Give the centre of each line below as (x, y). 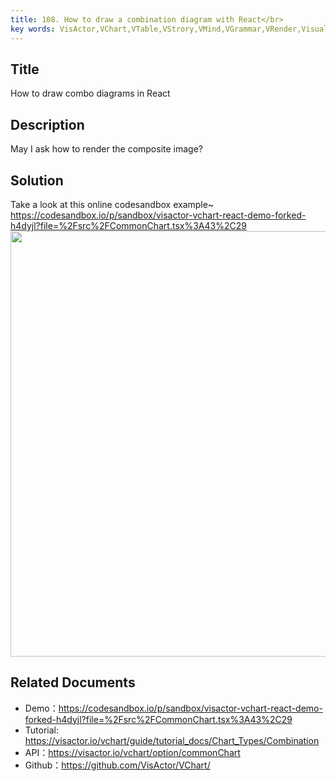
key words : (33, 29)
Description (47, 124)
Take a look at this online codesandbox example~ (112, 204)
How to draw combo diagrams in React (90, 93)
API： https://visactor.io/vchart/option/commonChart (132, 752)
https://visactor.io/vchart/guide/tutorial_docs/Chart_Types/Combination (172, 740)
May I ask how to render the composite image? (107, 149)
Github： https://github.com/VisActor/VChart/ (117, 765)
